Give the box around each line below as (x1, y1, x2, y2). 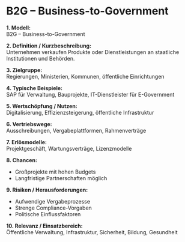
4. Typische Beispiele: (6, 84, 63, 91)
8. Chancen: (6, 156, 38, 163)
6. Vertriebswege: (6, 120, 52, 127)
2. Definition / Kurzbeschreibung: (6, 42, 92, 49)
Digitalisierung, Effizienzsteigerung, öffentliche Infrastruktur (6, 109, 154, 116)
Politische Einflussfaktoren (14, 210, 81, 217)
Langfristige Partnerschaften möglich (14, 174, 108, 181)
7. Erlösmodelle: (6, 138, 47, 145)
